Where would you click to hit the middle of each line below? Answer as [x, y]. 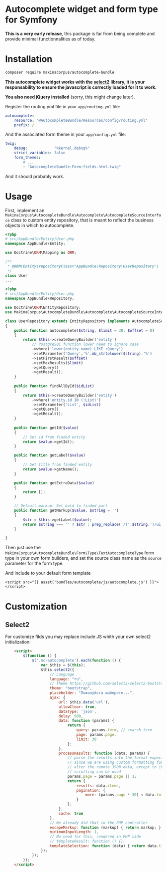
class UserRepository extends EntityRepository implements [68, 321]
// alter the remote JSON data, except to [112, 767]
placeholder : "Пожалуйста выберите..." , [92, 693]
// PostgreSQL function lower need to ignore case [85, 344]
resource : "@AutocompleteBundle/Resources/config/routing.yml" [81, 120]
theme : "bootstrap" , [71, 688]
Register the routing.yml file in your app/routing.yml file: [63, 106]
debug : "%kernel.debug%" [52, 148]
